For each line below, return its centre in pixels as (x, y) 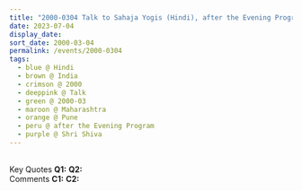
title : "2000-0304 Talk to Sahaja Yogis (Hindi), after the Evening (140, 17)
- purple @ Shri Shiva (60, 135)
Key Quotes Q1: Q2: (46, 169)
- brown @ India (48, 76)
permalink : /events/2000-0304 (66, 51)
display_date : (36, 34)
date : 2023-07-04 (42, 26)
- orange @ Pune (48, 117)
